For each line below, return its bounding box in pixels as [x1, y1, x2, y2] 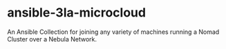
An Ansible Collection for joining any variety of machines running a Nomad [7, 28, 220, 36]
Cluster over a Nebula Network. [7, 35, 97, 43]
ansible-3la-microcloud [7, 5, 147, 21]
